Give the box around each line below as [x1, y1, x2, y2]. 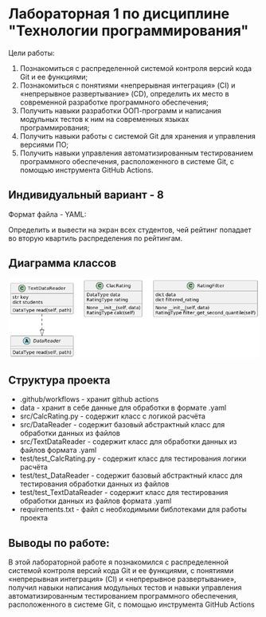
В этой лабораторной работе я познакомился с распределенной [8, 557, 229, 567]
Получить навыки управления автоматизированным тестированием [19, 148, 253, 158]
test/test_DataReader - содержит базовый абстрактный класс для [19, 471, 243, 481]
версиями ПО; [19, 140, 69, 149]
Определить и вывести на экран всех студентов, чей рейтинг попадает [8, 225, 252, 234]
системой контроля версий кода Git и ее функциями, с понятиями [8, 566, 234, 576]
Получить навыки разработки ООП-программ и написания [19, 105, 221, 116]
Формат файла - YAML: [8, 209, 87, 219]
